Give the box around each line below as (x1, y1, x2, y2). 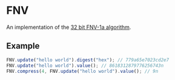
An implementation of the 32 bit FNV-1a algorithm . (6, 23, 131, 31)
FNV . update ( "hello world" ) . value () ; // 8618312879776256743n (6, 63, 164, 69)
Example (6, 41, 40, 51)
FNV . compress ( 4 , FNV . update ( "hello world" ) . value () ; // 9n (6, 68, 159, 74)
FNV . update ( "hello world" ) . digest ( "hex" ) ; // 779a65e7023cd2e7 (6, 57, 170, 63)
